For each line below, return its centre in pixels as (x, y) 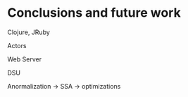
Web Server (25, 59)
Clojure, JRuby (29, 32)
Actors (17, 45)
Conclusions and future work (94, 13)
